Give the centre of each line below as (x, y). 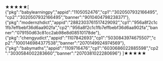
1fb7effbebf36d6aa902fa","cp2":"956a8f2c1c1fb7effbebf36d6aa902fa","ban (81, 28)
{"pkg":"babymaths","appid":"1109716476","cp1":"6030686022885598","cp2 (82, 48)
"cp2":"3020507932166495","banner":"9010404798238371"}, (68, 17)
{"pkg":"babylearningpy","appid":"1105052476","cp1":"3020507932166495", (81, 12)
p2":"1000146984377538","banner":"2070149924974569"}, (65, 43)
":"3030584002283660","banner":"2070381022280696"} (63, 53)
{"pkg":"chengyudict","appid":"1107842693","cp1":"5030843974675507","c (81, 38)
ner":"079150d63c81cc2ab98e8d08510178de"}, (53, 33)
